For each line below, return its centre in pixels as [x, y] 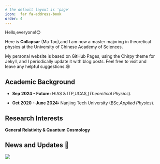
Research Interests [34, 118]
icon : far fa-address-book [33, 14]
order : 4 [14, 18]
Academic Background [40, 82]
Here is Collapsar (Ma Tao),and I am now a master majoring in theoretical [78, 42]
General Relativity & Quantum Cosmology [48, 130]
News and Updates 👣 [37, 145]
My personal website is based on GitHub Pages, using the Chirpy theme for [80, 56]
